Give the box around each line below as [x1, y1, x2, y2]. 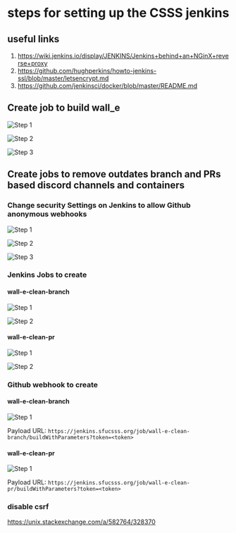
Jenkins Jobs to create [7, 270, 87, 280]
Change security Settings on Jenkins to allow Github [7, 201, 191, 211]
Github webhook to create [7, 380, 99, 389]
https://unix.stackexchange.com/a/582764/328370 [7, 518, 156, 526]
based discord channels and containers [7, 180, 185, 192]
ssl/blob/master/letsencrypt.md [17, 74, 109, 82]
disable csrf [7, 502, 49, 512]
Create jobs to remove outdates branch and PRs [7, 168, 221, 180]
